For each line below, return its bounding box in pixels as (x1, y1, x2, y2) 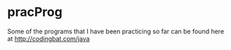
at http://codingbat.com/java (7, 34, 90, 42)
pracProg (7, 4, 63, 20)
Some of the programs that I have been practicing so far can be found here (7, 27, 225, 35)
